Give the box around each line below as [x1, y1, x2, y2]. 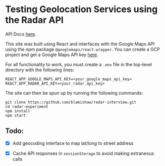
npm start [5, 113, 26, 118]
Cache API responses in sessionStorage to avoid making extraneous [12, 150, 154, 156]
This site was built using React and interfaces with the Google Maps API [5, 40, 155, 47]
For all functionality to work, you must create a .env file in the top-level [5, 61, 152, 67]
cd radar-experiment [5, 104, 49, 109]
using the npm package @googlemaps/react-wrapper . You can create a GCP [5, 46, 160, 52]
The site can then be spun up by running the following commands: [5, 90, 143, 96]
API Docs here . [5, 31, 36, 37]
